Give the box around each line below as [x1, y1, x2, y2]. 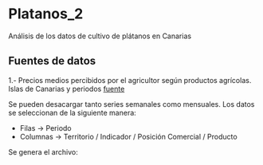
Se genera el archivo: [8, 147, 78, 156]
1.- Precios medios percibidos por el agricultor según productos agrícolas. [8, 75, 252, 84]
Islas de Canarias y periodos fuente [8, 84, 125, 93]
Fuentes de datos [8, 54, 96, 68]
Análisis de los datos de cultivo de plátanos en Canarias [8, 31, 192, 41]
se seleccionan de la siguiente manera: [8, 108, 137, 117]
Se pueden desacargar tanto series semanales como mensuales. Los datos [8, 99, 255, 108]
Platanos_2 [8, 5, 84, 23]
